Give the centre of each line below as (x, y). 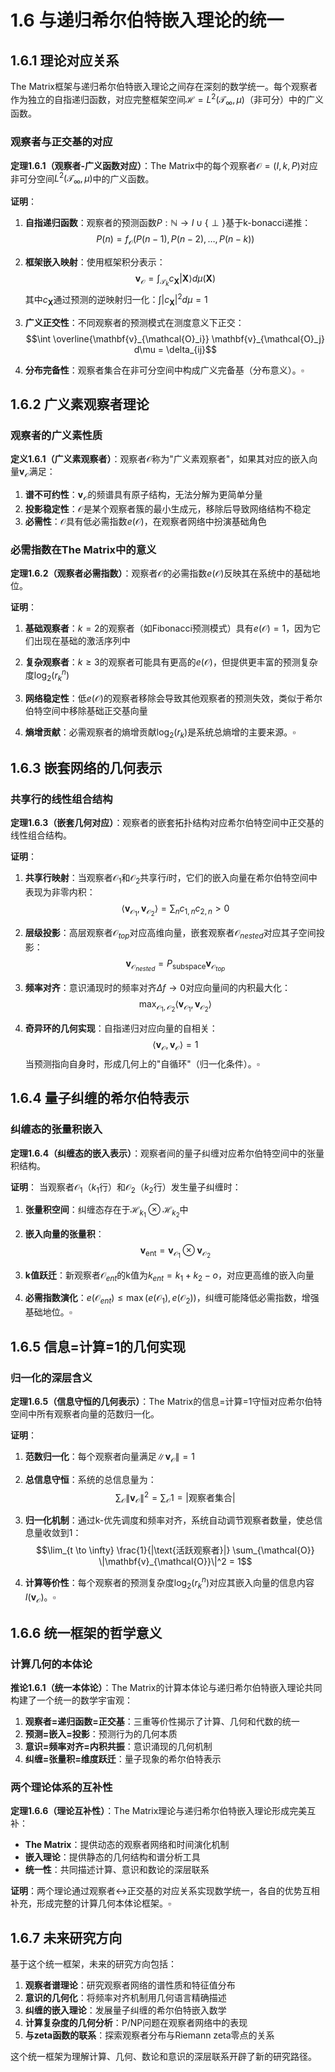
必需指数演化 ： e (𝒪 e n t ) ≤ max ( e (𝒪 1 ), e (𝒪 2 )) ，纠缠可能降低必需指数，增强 (172, 1299)
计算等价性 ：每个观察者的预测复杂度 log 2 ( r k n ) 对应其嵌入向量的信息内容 (169, 1583)
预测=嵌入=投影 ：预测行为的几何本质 (101, 1734)
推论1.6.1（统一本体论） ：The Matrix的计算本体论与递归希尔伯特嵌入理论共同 (166, 1688)
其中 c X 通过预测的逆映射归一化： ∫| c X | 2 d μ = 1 (116, 300)
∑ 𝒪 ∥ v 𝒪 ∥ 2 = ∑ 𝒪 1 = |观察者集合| (175, 1497)
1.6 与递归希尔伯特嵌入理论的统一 (147, 20)
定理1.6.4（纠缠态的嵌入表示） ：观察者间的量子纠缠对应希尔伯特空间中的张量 (167, 1153)
